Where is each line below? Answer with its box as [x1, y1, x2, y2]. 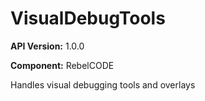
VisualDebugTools [10, 7, 166, 30]
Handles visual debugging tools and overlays [10, 78, 196, 91]
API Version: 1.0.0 [10, 40, 85, 52]
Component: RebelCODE [10, 59, 115, 71]
